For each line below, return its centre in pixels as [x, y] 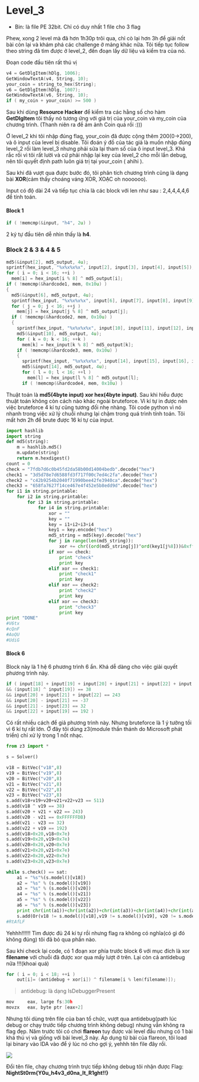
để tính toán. [22, 197]
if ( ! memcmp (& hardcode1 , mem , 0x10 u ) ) [57, 284]
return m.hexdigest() [43, 458]
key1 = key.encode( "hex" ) [80, 530]
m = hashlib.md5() [39, 447]
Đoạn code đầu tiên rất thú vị [41, 62]
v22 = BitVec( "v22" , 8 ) [34, 790]
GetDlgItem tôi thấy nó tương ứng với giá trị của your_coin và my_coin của [96, 119]
